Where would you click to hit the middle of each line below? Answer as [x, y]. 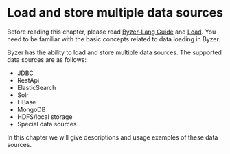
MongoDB [31, 109]
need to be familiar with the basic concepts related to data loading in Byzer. [114, 38]
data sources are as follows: [47, 59]
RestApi [28, 80]
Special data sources [47, 124]
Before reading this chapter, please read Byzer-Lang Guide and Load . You [112, 32]
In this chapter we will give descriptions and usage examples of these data [113, 137]
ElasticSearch [36, 87]
